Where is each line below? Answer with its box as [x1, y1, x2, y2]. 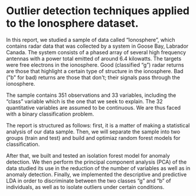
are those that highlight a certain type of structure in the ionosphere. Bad [6, 67, 184, 74]
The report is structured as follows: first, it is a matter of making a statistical [6, 122, 190, 129]
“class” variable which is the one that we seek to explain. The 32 [6, 97, 164, 104]
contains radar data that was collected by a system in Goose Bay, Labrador [6, 43, 189, 50]
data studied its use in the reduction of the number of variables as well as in [6, 164, 191, 172]
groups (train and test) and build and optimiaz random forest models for [6, 134, 181, 141]
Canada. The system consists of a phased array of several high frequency [6, 48, 187, 55]
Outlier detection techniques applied [6, 4, 190, 18]
